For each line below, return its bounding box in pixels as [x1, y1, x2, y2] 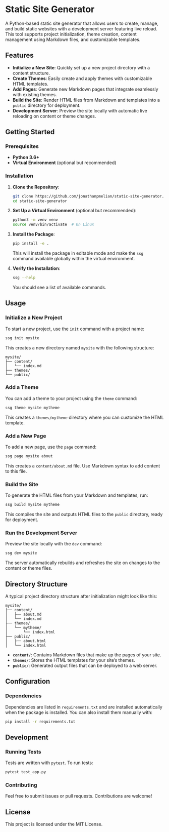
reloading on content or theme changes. [12, 113, 96, 119]
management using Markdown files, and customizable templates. [5, 36, 141, 43]
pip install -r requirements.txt [5, 719, 76, 724]
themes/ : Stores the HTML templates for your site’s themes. [12, 657, 135, 663]
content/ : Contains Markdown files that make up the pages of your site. [12, 652, 161, 658]
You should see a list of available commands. [12, 284, 106, 290]
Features [5, 51, 34, 60]
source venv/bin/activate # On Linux [12, 222, 94, 227]
